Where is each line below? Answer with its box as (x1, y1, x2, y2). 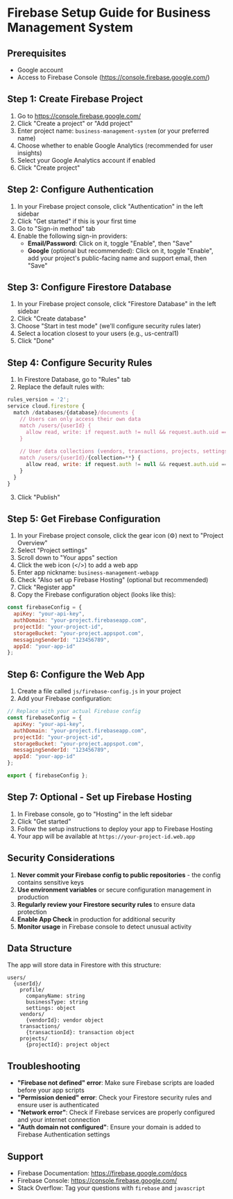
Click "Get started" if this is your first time (17, 217, 137, 225)
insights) (17, 148, 43, 157)
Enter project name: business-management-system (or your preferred (17, 127, 209, 135)
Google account (17, 66, 64, 74)
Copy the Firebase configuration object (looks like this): (17, 590, 176, 599)
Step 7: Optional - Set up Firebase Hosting (7, 791, 192, 803)
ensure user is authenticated (17, 1101, 99, 1109)
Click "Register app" (17, 583, 76, 592)
